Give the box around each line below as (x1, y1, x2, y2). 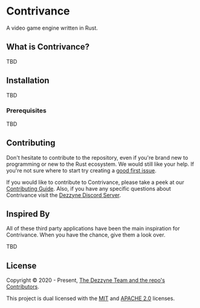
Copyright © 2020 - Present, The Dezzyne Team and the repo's (6, 277, 165, 284)
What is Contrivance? (6, 42, 89, 52)
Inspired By (6, 209, 50, 219)
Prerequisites (6, 106, 47, 115)
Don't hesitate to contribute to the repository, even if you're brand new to (6, 154, 189, 161)
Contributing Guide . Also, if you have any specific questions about (6, 185, 171, 192)
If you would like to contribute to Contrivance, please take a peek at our (6, 179, 184, 186)
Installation (6, 76, 50, 86)
